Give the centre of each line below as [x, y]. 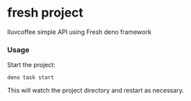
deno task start [31, 77]
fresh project [45, 13]
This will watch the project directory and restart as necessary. [95, 91]
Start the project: [31, 65]
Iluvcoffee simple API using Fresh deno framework [79, 32]
